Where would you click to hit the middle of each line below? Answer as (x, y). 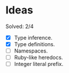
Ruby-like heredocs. (38, 58)
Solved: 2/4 (19, 26)
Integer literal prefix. (39, 64)
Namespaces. (31, 51)
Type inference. (33, 37)
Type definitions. (34, 44)
